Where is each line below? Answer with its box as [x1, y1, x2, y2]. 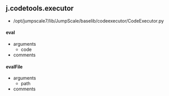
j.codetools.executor [6, 4, 74, 13]
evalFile [6, 64, 23, 70]
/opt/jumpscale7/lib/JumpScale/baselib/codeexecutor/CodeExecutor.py [13, 17, 164, 24]
